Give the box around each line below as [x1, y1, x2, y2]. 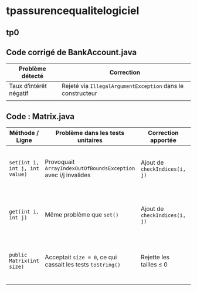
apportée [150, 136, 177, 144]
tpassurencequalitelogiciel [6, 4, 140, 18]
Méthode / [9, 129, 39, 137]
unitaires [77, 136, 103, 144]
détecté [21, 72, 44, 80]
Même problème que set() [45, 211, 119, 219]
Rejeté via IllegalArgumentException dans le [61, 82, 184, 90]
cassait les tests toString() [45, 260, 121, 269]
